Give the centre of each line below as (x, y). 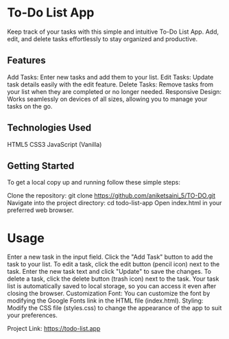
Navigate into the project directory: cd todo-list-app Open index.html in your (114, 203)
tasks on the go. (30, 106)
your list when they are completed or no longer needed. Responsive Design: (114, 91)
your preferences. (33, 315)
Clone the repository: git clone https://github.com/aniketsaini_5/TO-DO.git (111, 196)
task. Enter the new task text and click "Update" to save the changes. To (109, 272)
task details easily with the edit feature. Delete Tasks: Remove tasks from (110, 84)
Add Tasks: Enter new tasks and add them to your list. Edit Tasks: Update (110, 77)
